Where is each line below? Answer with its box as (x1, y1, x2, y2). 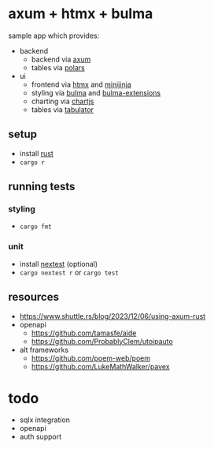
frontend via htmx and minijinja (31, 80, 131, 89)
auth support (19, 432, 62, 442)
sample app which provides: (8, 31, 100, 40)
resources (8, 290, 59, 304)
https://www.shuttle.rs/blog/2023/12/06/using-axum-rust (19, 311, 206, 320)
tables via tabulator (31, 104, 94, 114)
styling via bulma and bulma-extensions (31, 88, 161, 97)
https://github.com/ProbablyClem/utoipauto (31, 336, 173, 346)
